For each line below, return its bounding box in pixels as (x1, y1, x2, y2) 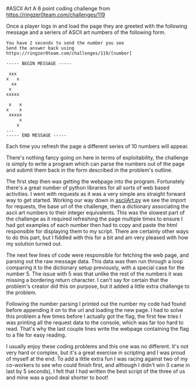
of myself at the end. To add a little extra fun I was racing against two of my (6, 355, 188, 362)
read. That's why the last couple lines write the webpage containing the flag (6, 325, 189, 332)
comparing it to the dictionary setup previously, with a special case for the (6, 264, 185, 271)
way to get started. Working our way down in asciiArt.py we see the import (6, 196, 186, 203)
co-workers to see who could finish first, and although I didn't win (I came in (6, 362, 190, 368)
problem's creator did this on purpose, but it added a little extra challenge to (6, 283, 190, 290)
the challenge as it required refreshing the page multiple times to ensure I (6, 215, 183, 222)
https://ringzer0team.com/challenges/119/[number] (6, 50, 132, 56)
